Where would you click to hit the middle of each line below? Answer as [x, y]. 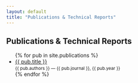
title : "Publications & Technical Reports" [61, 17]
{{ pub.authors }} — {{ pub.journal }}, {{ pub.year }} [68, 69]
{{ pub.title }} [31, 62]
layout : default [26, 12]
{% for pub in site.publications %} [56, 55]
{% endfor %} [32, 74]
